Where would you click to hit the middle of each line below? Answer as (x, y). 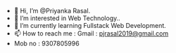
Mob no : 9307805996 (46, 43)
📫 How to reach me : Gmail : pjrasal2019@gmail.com (91, 33)
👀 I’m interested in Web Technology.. (67, 18)
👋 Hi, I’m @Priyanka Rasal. (52, 11)
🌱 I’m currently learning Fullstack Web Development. (90, 25)
